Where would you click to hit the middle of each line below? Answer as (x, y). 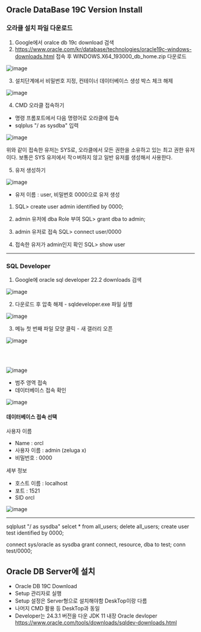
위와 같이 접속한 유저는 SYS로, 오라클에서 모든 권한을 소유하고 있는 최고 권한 (95, 150)
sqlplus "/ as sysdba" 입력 (47, 125)
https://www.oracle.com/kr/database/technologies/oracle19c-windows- (103, 49)
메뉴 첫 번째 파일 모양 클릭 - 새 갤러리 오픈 (64, 328)
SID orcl (25, 497)
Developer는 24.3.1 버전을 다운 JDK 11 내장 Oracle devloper (86, 616)
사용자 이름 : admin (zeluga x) (51, 451)
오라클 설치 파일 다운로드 (39, 28)
